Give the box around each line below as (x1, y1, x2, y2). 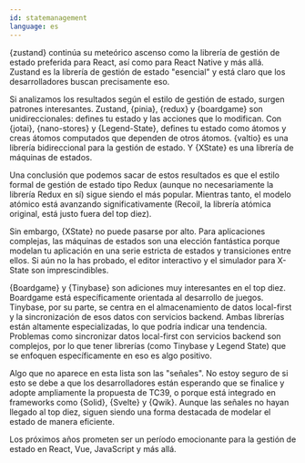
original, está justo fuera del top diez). (9, 208, 152, 219)
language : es (9, 22, 59, 31)
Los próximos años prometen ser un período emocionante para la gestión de (9, 434, 297, 445)
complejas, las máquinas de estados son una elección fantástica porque (9, 235, 280, 246)
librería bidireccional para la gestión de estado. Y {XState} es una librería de (9, 142, 294, 153)
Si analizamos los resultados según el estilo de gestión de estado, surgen (9, 93, 285, 105)
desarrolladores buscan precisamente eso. (9, 76, 170, 87)
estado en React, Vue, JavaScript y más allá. (9, 443, 177, 454)
